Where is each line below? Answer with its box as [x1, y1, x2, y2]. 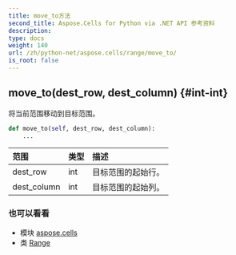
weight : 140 [8, 42, 48, 50]
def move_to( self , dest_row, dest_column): [8, 124, 156, 132]
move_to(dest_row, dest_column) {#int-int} [8, 86, 228, 100]
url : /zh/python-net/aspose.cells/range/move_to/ [8, 49, 178, 57]
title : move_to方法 [8, 11, 71, 20]
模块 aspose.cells [19, 228, 78, 237]
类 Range [19, 237, 50, 247]
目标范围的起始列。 [91, 182, 165, 193]
